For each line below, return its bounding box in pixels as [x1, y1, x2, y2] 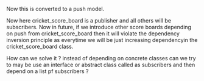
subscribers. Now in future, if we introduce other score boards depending [6, 24, 192, 30]
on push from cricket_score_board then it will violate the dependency [6, 30, 180, 37]
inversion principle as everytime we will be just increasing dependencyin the [6, 37, 198, 43]
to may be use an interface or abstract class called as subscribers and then [6, 61, 195, 68]
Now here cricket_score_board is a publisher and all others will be [6, 17, 172, 24]
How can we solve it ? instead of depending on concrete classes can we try [6, 55, 196, 62]
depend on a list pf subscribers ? [6, 68, 89, 75]
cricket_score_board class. [6, 43, 74, 50]
